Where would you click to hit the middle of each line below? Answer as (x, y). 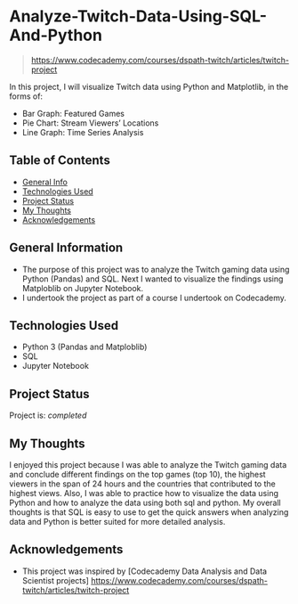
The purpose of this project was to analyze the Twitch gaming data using (156, 269)
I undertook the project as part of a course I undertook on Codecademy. (154, 298)
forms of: (26, 96)
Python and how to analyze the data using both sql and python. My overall (145, 502)
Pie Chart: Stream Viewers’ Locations (90, 123)
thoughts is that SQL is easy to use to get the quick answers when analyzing (149, 512)
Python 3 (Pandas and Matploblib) (85, 347)
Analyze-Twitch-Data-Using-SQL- (138, 16)
